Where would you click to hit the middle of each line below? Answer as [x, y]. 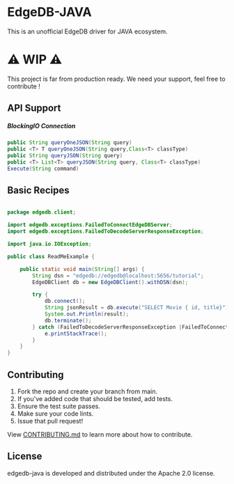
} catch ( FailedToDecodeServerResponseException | [107, 327]
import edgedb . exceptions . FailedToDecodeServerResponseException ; [106, 232]
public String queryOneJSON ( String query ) [70, 143]
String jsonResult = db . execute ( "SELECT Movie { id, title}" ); [138, 308]
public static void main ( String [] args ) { [82, 269]
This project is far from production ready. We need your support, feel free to [116, 79]
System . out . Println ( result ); [87, 314]
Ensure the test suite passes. [59, 406]
